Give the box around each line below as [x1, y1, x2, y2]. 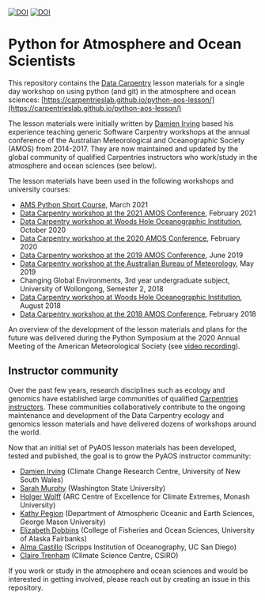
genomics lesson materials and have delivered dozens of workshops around [8, 419, 257, 428]
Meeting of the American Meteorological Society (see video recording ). [8, 341, 240, 351]
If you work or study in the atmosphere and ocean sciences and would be [8, 566, 248, 575]
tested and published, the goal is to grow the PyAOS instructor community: [8, 451, 252, 461]
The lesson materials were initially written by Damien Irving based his [8, 119, 234, 128]
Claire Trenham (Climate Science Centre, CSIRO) [19, 550, 179, 560]
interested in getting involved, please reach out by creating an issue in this [8, 574, 251, 583]
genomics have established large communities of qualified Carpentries [8, 393, 239, 403]
